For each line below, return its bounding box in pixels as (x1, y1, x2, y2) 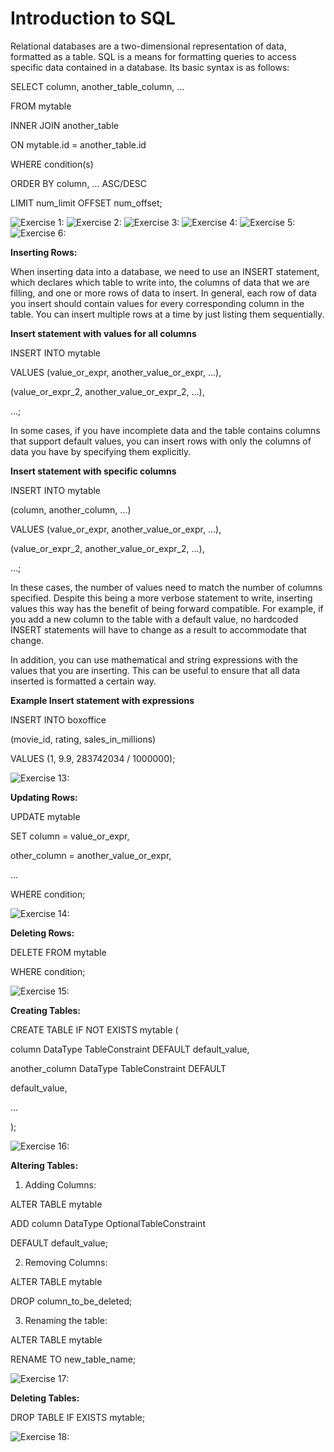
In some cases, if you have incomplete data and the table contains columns (10, 424, 321, 436)
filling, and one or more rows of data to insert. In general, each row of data (10, 287, 317, 299)
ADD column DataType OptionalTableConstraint (10, 1217, 206, 1229)
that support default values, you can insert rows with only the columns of (10, 435, 312, 447)
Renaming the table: (24, 1314, 108, 1326)
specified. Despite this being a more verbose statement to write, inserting (10, 592, 313, 604)
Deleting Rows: (10, 927, 75, 939)
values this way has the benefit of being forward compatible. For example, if (10, 602, 324, 614)
